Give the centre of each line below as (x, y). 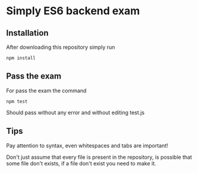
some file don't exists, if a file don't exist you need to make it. (81, 163)
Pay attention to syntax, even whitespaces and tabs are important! (87, 145)
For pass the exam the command (46, 90)
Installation (27, 33)
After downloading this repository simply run (61, 47)
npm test (17, 101)
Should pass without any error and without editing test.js (75, 112)
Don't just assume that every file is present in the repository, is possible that (99, 157)
